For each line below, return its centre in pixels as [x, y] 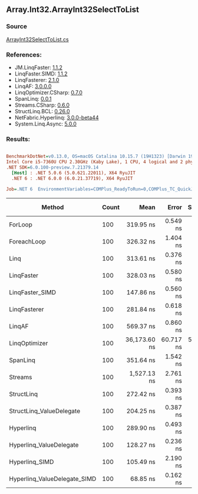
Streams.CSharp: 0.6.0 [42, 105]
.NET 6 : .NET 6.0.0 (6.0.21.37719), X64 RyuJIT [72, 178]
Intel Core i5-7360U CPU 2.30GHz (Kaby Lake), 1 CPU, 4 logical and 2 [95, 162]
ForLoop [21, 225]
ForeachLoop [27, 241]
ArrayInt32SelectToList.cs [37, 39]
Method [53, 207]
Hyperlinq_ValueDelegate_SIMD [53, 479]
